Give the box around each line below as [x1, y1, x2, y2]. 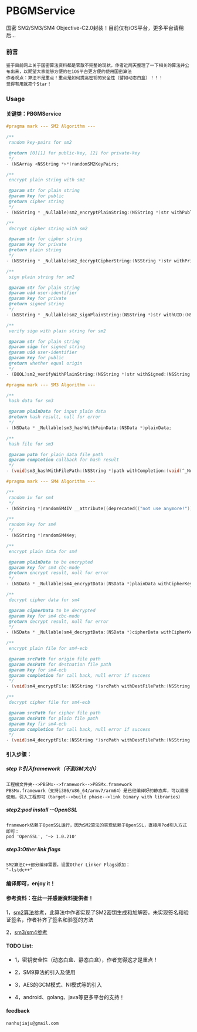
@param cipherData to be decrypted [8, 608, 96, 613]
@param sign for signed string [8, 344, 85, 350]
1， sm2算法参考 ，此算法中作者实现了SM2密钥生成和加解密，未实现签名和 [6, 909, 184, 916]
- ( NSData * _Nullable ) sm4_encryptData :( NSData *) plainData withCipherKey [6, 581, 193, 587]
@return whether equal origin [8, 360, 83, 366]
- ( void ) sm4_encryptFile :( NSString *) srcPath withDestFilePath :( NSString [6, 683, 191, 689]
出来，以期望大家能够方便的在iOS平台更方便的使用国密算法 [10, 69, 132, 75]
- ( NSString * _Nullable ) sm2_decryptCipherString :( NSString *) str [6, 258, 172, 264]
